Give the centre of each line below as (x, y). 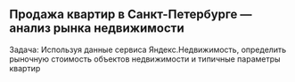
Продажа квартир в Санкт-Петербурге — (131, 15)
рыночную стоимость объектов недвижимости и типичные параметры (145, 59)
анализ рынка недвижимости (97, 29)
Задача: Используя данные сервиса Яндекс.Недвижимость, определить (148, 49)
